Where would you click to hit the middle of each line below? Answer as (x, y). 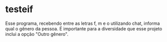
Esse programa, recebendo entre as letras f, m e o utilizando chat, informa (83, 23)
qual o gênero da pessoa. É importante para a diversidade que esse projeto (84, 28)
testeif (19, 9)
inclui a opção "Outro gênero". (37, 34)
